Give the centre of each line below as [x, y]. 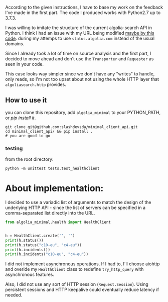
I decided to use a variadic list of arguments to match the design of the [78, 203]
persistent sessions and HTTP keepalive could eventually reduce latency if [82, 290]
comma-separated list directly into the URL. [50, 213]
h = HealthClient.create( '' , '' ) [40, 236]
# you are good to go [28, 136]
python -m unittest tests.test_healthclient [52, 169]
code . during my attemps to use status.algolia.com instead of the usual [80, 38]
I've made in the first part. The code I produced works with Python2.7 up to [83, 13]
